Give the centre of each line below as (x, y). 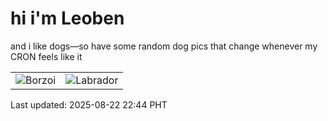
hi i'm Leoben (67, 18)
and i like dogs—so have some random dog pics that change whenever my (164, 46)
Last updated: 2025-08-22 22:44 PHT (89, 104)
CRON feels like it (46, 56)
